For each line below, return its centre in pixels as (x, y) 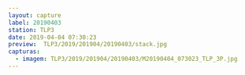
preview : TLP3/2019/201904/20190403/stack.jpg (88, 45)
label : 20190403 (35, 23)
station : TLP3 (32, 30)
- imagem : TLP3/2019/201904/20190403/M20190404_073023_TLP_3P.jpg (126, 59)
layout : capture (35, 15)
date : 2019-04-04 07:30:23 (52, 37)
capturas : (24, 52)
